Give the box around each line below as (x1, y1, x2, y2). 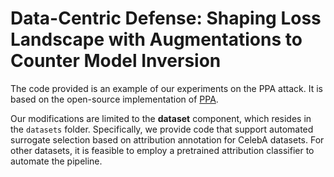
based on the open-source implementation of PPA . (10, 93, 219, 105)
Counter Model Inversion (10, 50, 222, 72)
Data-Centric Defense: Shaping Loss (10, 7, 322, 30)
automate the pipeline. (10, 155, 103, 167)
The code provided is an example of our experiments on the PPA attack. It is (10, 82, 323, 94)
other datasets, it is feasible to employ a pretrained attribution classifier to (10, 144, 315, 156)
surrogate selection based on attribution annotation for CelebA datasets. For (10, 133, 325, 146)
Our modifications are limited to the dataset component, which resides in (10, 112, 312, 124)
